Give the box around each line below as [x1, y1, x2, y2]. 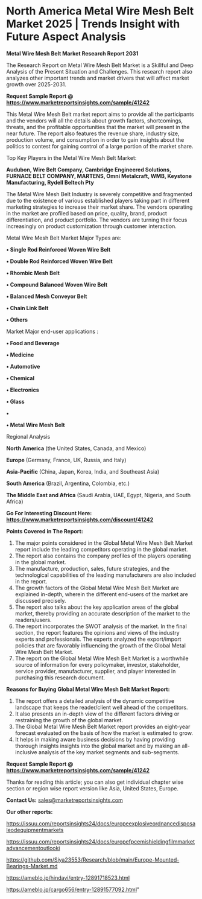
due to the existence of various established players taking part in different [6, 197, 190, 204]
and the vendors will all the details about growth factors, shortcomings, [6, 116, 183, 124]
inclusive [14, 748, 37, 755]
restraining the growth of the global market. [14, 716, 124, 723]
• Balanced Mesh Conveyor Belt [6, 293, 87, 300]
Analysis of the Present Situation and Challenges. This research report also [6, 68, 193, 75]
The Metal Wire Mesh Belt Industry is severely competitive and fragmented [6, 190, 193, 197]
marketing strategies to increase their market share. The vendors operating [6, 203, 193, 211]
